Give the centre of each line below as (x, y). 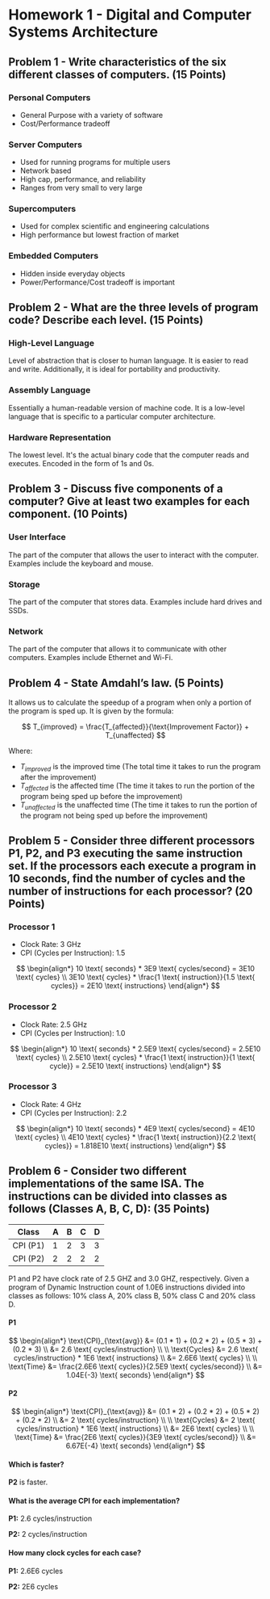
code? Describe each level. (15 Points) (106, 320)
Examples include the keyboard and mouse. (81, 563)
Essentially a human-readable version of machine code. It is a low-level (127, 408)
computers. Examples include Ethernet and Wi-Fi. (91, 658)
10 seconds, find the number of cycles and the (127, 878)
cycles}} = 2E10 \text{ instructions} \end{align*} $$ (135, 986)
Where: (21, 751)
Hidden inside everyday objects (73, 273)
